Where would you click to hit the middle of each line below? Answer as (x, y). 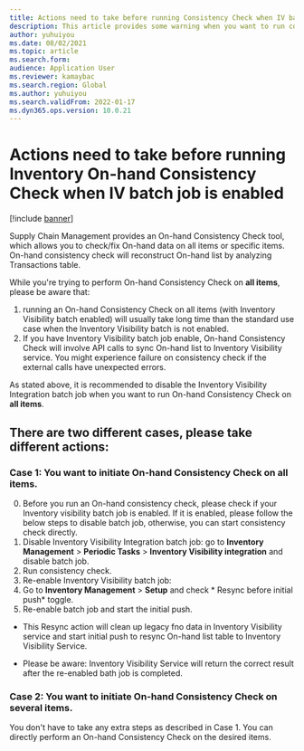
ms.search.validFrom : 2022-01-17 (72, 102)
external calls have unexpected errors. (94, 367)
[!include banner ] (42, 219)
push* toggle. (48, 599)
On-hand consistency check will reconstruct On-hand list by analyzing (141, 255)
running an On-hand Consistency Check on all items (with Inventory (149, 309)
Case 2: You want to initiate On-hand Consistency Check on (143, 696)
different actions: (59, 447)
